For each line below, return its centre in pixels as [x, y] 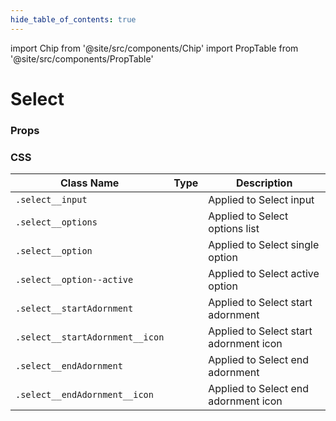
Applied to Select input [261, 200]
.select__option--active [74, 280]
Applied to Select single [264, 245]
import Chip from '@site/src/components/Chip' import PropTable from [154, 48]
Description [264, 183]
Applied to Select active [264, 274]
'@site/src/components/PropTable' [82, 58]
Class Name [90, 183]
